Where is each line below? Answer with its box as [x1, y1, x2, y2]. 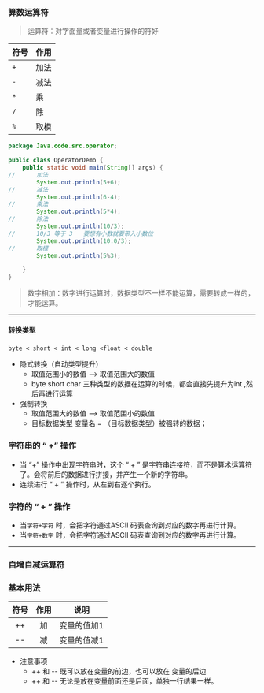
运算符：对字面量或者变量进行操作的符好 [27, 26, 159, 36]
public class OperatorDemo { [8, 156, 104, 165]
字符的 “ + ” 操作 [8, 501, 71, 512]
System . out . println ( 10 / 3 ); [36, 222, 125, 230]
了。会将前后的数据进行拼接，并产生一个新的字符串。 [19, 469, 192, 479]
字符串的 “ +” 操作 [8, 440, 77, 451]
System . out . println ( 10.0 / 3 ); [36, 237, 132, 245]
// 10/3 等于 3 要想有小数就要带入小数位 [8, 229, 154, 237]
